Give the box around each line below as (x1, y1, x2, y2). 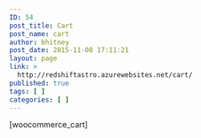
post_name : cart (9, 29, 69, 38)
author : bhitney (9, 37, 69, 47)
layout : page (9, 54, 58, 63)
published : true (9, 79, 69, 88)
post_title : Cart (9, 21, 74, 30)
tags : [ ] (9, 87, 46, 96)
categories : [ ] (9, 95, 69, 104)
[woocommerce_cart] (9, 119, 88, 130)
